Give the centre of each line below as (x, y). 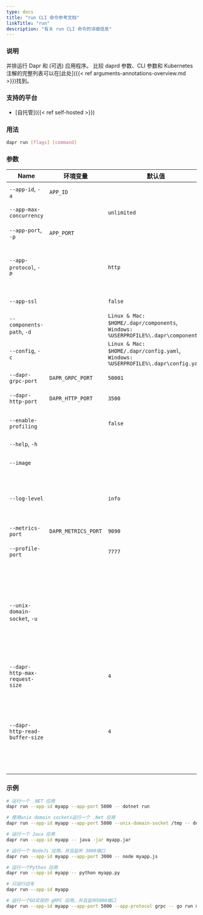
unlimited (122, 213)
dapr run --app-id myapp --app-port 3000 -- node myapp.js (82, 856)
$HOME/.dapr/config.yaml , (144, 351)
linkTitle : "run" (28, 23)
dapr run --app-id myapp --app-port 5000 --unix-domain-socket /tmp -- (98, 823)
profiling (23, 427)
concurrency (27, 216)
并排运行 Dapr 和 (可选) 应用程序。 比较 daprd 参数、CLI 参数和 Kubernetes (100, 66)
